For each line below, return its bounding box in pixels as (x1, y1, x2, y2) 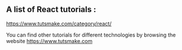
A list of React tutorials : (6, 5, 96, 15)
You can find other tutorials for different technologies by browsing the (6, 31, 176, 38)
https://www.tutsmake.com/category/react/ (6, 20, 112, 27)
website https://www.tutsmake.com (6, 37, 93, 44)
